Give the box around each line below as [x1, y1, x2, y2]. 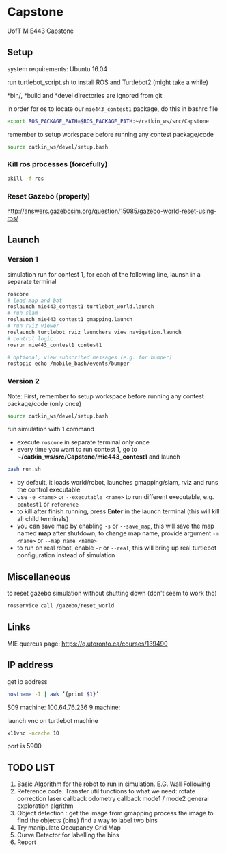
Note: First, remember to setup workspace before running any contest [7, 392, 205, 400]
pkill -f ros [7, 175, 44, 182]
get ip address [7, 677, 48, 685]
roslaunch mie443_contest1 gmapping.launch [7, 316, 133, 323]
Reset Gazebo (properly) [7, 191, 91, 201]
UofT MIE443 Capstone [7, 27, 74, 35]
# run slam [7, 309, 38, 317]
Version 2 [7, 377, 40, 386]
